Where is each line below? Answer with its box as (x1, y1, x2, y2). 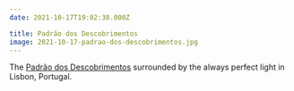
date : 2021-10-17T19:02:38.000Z (9, 12, 130, 22)
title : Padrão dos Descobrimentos (9, 29, 139, 38)
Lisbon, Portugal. (9, 71, 73, 82)
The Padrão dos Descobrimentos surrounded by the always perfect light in (9, 62, 285, 72)
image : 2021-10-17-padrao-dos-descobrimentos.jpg (9, 37, 199, 46)
